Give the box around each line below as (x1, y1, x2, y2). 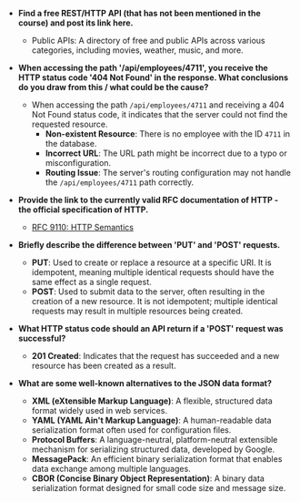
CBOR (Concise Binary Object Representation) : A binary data (31, 473, 265, 484)
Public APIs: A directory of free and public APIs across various (31, 36, 265, 46)
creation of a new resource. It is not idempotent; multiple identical (31, 296, 278, 306)
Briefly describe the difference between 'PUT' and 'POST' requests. (17, 240, 281, 250)
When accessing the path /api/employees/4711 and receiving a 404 (31, 99, 285, 110)
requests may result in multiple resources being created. (31, 305, 244, 316)
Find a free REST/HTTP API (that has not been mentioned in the (17, 8, 261, 18)
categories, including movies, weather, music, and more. (31, 45, 244, 56)
